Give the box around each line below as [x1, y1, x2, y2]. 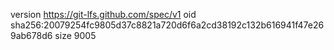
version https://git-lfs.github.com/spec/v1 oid [10, 9, 197, 20]
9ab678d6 [10, 30, 53, 41]
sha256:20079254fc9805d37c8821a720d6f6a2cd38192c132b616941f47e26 [10, 19, 325, 31]
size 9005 [54, 30, 97, 41]
